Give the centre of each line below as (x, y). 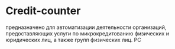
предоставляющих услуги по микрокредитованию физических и (87, 33)
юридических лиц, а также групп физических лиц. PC (73, 40)
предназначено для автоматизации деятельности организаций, (86, 27)
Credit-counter (43, 11)
